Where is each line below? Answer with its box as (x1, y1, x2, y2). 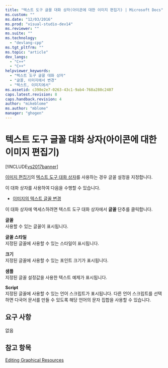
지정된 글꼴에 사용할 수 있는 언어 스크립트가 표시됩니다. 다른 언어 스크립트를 (5, 290, 153, 296)
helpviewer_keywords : (5, 69, 51, 74)
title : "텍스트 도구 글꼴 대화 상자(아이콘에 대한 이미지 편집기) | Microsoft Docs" (5, 7, 163, 13)
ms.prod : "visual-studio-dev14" (5, 21, 73, 27)
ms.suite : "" (5, 31, 33, 36)
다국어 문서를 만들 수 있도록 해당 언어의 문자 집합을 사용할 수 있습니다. (14, 296, 151, 303)
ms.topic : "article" (5, 49, 49, 55)
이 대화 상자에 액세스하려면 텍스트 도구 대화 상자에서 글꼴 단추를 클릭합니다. (5, 206, 153, 212)
